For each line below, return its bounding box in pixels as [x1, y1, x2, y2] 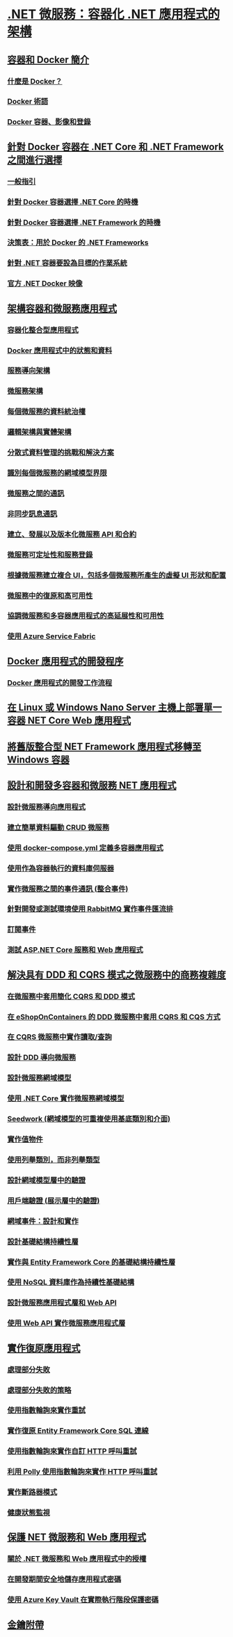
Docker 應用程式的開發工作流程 [7, 677, 113, 687]
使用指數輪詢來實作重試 [7, 1406, 86, 1415]
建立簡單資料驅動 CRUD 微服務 [7, 822, 110, 832]
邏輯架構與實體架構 [7, 427, 72, 437]
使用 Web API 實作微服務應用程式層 [7, 1319, 126, 1328]
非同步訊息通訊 [7, 509, 58, 518]
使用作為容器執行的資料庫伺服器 [7, 863, 115, 873]
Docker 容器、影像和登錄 [7, 117, 91, 127]
